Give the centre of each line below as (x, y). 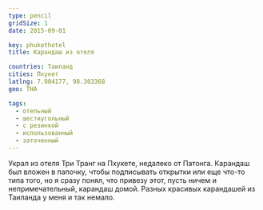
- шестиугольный (42, 118)
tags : (17, 103)
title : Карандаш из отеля (51, 53)
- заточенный (37, 141)
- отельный (34, 111)
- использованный (44, 133)
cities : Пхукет (34, 74)
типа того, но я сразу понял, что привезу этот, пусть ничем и (113, 180)
